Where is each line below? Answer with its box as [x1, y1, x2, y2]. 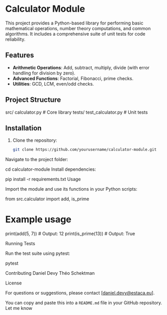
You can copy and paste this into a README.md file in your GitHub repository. [5, 300, 162, 306]
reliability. [5, 36, 25, 42]
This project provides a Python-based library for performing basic [5, 20, 144, 26]
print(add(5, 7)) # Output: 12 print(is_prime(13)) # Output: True [5, 230, 135, 237]
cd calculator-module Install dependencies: [5, 166, 96, 172]
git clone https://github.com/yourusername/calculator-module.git [12, 147, 157, 152]
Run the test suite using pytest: [5, 250, 70, 256]
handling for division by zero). [12, 70, 75, 76]
